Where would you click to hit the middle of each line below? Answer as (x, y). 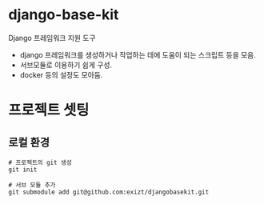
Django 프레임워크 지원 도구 (52, 38)
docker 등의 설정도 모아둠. (61, 74)
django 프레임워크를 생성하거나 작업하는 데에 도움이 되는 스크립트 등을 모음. (138, 54)
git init (23, 170)
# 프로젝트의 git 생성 (40, 162)
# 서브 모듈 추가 (32, 185)
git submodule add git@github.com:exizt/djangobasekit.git (109, 192)
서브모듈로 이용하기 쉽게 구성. (66, 65)
